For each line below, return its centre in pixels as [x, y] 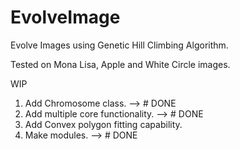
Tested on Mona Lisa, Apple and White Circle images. [120, 64]
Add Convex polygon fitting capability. [103, 124]
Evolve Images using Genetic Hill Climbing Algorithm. [119, 45]
